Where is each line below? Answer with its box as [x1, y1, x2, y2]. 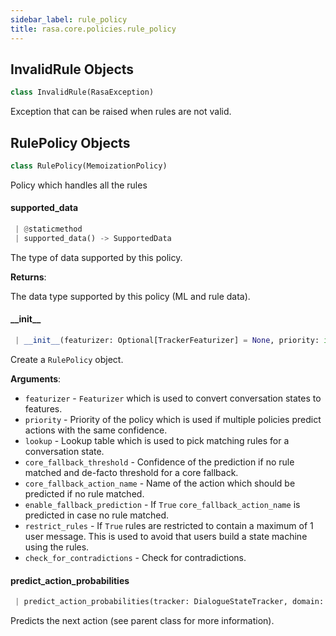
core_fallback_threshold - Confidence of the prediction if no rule [24, 456, 295, 468]
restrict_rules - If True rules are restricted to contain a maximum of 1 [24, 519, 314, 531]
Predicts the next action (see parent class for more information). [10, 614, 275, 626]
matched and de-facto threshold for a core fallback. [24, 466, 239, 478]
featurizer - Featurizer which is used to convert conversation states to [24, 392, 322, 404]
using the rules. [24, 541, 90, 553]
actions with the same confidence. [24, 424, 168, 436]
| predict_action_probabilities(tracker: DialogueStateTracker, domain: [14, 597, 325, 607]
